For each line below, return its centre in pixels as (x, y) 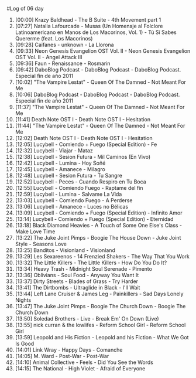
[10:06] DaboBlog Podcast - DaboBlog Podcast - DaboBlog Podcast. (97, 94)
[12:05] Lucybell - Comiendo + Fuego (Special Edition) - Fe (86, 144)
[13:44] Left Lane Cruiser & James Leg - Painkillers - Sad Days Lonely (99, 294)
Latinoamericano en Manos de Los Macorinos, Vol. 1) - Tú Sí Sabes (96, 32)
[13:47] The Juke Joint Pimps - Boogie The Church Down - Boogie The (100, 306)
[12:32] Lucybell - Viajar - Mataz (54, 151)
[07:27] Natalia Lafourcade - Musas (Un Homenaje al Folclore (89, 26)
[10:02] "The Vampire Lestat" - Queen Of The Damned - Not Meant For (101, 82)
